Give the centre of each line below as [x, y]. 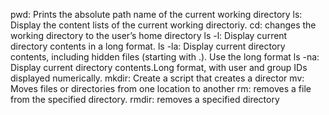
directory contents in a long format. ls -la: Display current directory [148, 46]
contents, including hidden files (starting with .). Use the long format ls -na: [165, 57]
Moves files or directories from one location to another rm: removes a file [161, 88]
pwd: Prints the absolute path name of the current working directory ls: [156, 14]
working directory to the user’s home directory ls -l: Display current [149, 35]
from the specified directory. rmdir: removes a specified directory [145, 99]
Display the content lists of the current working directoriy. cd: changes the [163, 25]
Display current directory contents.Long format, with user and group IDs [159, 67]
